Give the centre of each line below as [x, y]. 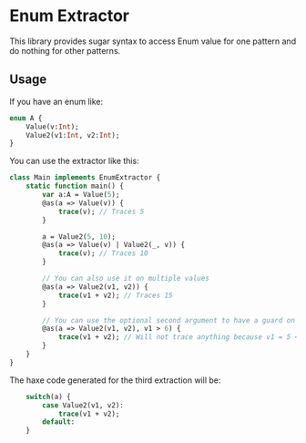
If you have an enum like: [56, 101]
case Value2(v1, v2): [83, 405]
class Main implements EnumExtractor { [85, 178]
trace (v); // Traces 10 [103, 253]
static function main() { [75, 186]
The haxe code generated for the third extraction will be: [115, 380]
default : [59, 422]
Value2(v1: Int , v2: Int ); [73, 135]
